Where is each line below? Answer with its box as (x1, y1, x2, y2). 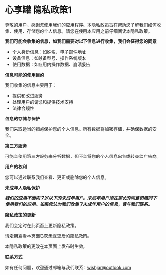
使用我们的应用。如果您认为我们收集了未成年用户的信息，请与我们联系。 (5, 201, 152, 207)
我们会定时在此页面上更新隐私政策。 (5, 222, 79, 228)
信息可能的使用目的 (5, 72, 44, 78)
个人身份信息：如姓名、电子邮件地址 (12, 49, 86, 55)
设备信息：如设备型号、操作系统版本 (12, 55, 86, 61)
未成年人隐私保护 (5, 185, 40, 191)
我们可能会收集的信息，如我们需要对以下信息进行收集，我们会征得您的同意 (5, 38, 157, 44)
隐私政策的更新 (5, 212, 36, 218)
